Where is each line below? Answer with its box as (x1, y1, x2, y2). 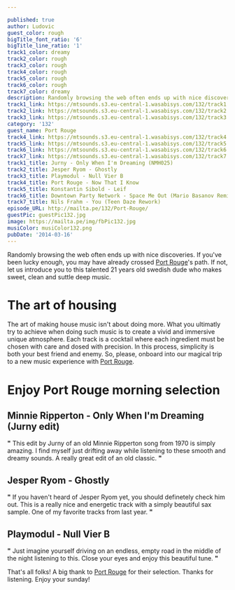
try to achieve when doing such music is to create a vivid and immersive (7, 328, 215, 336)
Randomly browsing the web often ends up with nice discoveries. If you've (7, 250, 222, 259)
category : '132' (7, 120, 55, 127)
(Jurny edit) (7, 421, 60, 433)
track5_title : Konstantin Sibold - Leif (7, 185, 127, 192)
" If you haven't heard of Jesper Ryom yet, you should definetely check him (7, 493, 225, 501)
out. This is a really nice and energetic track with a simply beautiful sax (7, 500, 212, 509)
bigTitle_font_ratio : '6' (7, 36, 83, 43)
